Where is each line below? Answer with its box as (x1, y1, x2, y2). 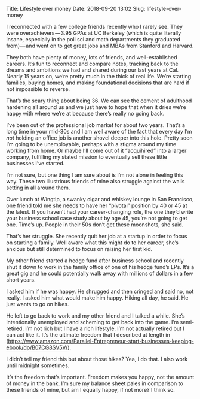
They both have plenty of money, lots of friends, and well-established (6, 54, 177, 61)
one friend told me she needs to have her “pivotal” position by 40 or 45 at (6, 202, 187, 209)
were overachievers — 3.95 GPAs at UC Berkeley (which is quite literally (6, 29, 181, 37)
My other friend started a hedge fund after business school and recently (6, 257, 184, 264)
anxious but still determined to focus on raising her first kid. (6, 246, 153, 252)
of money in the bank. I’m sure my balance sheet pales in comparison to (6, 380, 183, 387)
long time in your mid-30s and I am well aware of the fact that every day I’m (6, 128, 192, 135)
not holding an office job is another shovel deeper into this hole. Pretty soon (6, 134, 193, 141)
